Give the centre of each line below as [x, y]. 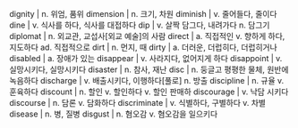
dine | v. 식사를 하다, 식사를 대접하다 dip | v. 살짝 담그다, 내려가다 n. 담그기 [140, 25]
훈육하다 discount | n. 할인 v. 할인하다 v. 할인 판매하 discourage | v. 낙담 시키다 [149, 92]
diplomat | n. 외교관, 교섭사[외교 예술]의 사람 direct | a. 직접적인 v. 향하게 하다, [147, 36]
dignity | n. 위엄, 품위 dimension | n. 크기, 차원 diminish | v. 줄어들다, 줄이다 [143, 14]
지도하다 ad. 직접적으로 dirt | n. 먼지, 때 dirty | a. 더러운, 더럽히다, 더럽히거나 [143, 47]
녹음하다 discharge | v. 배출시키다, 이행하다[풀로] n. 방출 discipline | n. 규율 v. [147, 80]
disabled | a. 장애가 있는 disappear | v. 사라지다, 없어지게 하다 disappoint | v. [146, 58]
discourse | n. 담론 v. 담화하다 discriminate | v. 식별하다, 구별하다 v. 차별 [138, 103]
